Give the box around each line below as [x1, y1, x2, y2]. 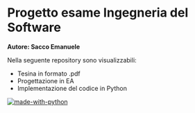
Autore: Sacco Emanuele [7, 42, 80, 51]
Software [7, 19, 61, 35]
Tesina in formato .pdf [17, 69, 81, 78]
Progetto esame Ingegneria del [7, 5, 189, 21]
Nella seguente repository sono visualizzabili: [7, 55, 137, 64]
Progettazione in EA [17, 76, 74, 85]
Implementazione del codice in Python [17, 84, 127, 92]
